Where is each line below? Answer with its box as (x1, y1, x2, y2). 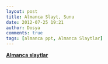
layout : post (6, 8, 38, 15)
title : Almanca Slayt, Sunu (6, 14, 75, 20)
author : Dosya (6, 24, 41, 31)
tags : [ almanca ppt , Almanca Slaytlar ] (6, 35, 103, 41)
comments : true (6, 30, 43, 36)
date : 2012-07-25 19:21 (6, 19, 64, 25)
